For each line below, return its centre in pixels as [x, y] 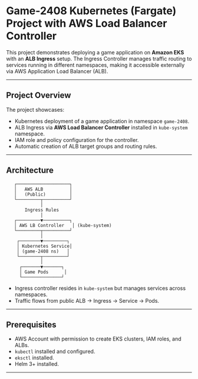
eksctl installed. [34, 358]
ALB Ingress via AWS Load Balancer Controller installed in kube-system [101, 127]
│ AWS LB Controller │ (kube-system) [63, 225]
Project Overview [39, 95]
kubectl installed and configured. [55, 352]
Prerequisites [31, 324]
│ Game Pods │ [43, 272]
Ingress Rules [42, 210]
